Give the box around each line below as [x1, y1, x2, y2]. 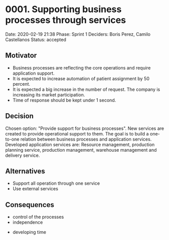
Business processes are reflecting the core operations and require [12, 64, 151, 71]
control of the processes [12, 214, 64, 220]
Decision [5, 112, 34, 120]
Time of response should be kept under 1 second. [12, 97, 116, 103]
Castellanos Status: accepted [5, 37, 67, 43]
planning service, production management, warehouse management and [5, 147, 157, 153]
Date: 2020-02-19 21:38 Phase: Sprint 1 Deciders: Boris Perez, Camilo [5, 31, 151, 37]
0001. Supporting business [5, 4, 122, 15]
